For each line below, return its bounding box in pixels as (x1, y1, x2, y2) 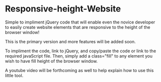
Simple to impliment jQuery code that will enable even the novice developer (5, 19, 156, 25)
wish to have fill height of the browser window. (5, 58, 98, 64)
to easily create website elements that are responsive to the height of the (5, 24, 151, 30)
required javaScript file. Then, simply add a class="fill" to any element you (5, 53, 153, 59)
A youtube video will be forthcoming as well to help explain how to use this (5, 67, 154, 73)
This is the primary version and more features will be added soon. (5, 38, 136, 44)
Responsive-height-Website (5, 3, 121, 14)
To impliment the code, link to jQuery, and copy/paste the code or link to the (5, 48, 156, 54)
